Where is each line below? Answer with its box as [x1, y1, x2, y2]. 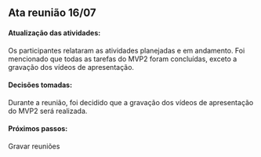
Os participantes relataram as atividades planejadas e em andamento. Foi [8, 46, 245, 55]
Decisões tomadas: [8, 80, 73, 89]
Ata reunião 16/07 [8, 6, 96, 20]
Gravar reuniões [8, 141, 60, 151]
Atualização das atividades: [8, 27, 101, 38]
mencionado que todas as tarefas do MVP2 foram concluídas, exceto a [8, 54, 237, 64]
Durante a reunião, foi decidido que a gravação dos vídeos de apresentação [8, 97, 254, 107]
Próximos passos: [8, 124, 68, 133]
